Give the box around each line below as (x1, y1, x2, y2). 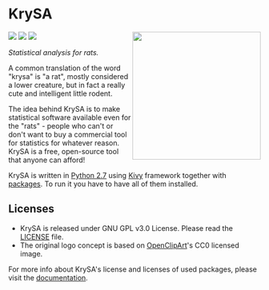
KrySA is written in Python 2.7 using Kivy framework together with (8, 170, 227, 180)
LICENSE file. (19, 232, 64, 241)
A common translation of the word (8, 63, 121, 73)
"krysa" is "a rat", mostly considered (8, 71, 129, 81)
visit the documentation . (8, 272, 88, 282)
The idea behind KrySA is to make (8, 104, 121, 113)
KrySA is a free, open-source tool (8, 146, 119, 156)
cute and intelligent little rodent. (8, 89, 113, 98)
